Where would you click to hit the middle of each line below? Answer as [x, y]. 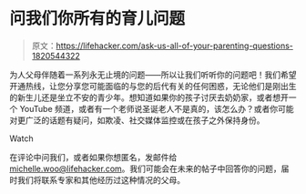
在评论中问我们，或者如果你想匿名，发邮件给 [93, 157]
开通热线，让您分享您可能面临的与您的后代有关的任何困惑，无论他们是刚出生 [153, 86]
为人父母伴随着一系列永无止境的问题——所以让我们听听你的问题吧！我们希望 [153, 75]
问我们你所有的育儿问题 [97, 19]
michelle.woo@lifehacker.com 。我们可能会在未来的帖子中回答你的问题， [146, 168]
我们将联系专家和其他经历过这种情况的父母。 [101, 179]
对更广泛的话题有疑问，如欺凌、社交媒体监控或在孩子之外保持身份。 [137, 120]
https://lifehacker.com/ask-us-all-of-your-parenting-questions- [174, 46]
